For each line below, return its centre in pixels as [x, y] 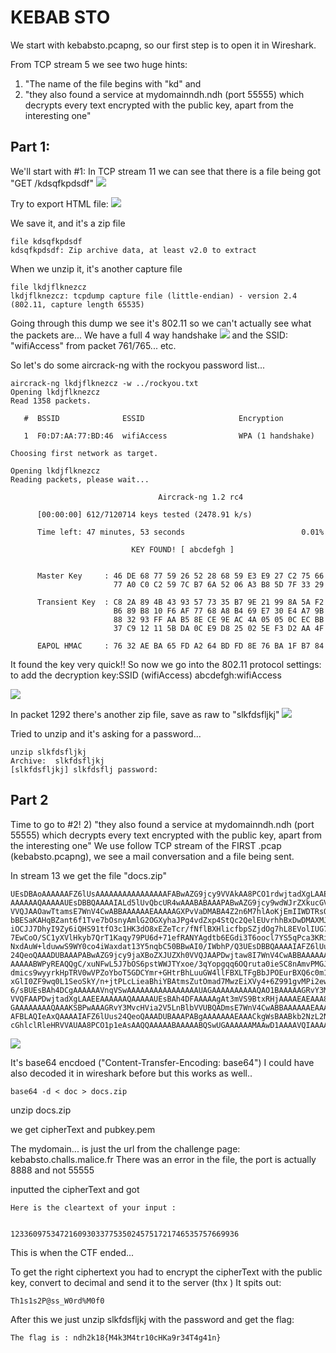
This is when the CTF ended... [72, 1252]
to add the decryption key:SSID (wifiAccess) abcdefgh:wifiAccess [146, 675]
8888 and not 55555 [52, 1170]
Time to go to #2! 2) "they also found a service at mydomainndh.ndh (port [162, 824]
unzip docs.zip [41, 1110]
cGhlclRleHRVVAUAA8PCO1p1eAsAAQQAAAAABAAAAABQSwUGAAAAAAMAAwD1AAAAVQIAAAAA [171, 1025]
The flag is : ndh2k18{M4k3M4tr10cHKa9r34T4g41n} [116, 1337]
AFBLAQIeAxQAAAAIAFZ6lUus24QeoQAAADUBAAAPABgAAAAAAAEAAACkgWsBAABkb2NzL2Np [171, 1016]
